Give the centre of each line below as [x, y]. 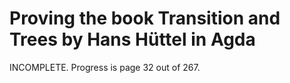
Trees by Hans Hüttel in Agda [132, 39]
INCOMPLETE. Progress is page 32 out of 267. [105, 67]
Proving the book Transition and [145, 18]
